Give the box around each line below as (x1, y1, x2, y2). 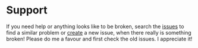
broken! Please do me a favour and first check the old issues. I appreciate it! (6, 35, 193, 42)
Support (6, 4, 48, 17)
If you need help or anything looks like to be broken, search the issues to (6, 23, 184, 30)
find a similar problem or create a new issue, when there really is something (6, 29, 191, 36)
